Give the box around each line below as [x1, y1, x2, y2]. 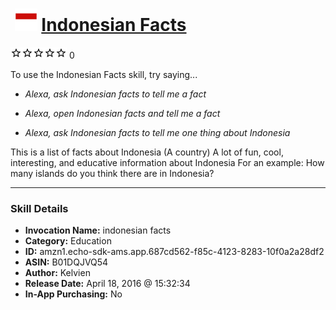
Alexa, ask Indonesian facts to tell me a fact [24, 88, 207, 100]
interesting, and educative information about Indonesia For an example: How [10, 156, 325, 168]
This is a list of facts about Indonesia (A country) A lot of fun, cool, [10, 146, 284, 158]
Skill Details [10, 201, 69, 215]
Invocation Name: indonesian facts [24, 224, 172, 237]
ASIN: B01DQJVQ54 [24, 256, 109, 268]
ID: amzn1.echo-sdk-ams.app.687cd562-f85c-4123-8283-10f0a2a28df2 [24, 246, 325, 258]
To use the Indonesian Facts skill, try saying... [10, 68, 198, 80]
